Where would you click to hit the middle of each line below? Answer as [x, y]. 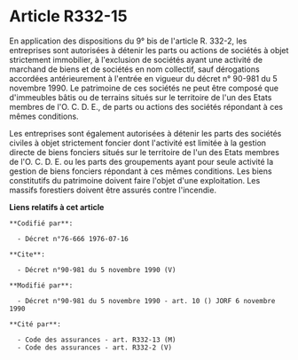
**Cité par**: [35, 324]
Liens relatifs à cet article [57, 207]
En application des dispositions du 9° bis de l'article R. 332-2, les [128, 41]
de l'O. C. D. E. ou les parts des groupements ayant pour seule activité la [141, 161]
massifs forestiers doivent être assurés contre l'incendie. [113, 190]
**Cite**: [27, 254]
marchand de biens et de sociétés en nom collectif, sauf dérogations [134, 69]
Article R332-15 [68, 16]
